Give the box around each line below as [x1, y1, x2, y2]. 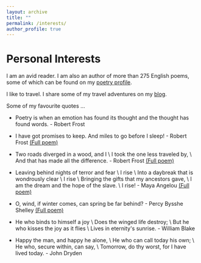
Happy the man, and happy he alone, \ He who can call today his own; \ [15, 237, 195, 244]
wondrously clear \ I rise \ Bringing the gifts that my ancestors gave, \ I [15, 175, 192, 183]
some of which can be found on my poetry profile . [6, 79, 132, 86]
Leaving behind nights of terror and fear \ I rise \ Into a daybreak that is [15, 169, 194, 177]
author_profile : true [6, 26, 62, 32]
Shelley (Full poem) [15, 206, 64, 214]
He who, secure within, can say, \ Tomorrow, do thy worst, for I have [15, 243, 187, 250]
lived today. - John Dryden [15, 250, 82, 257]
